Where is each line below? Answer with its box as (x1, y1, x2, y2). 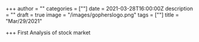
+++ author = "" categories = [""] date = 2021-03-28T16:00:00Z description (5, 5, 194, 12)
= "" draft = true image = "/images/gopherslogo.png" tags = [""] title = (5, 11, 179, 18)
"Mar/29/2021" (5, 18, 42, 24)
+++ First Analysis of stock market (5, 29, 91, 36)
